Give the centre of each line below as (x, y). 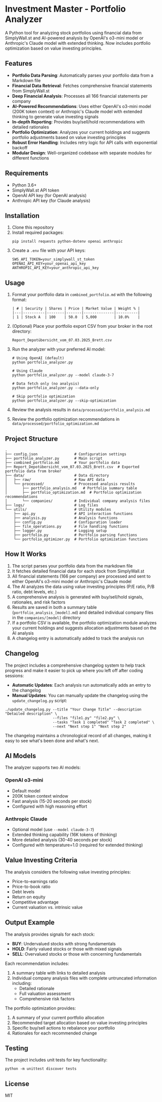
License (17, 1084)
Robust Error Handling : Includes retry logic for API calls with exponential (85, 142)
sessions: (15, 675)
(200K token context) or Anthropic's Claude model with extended (77, 111)
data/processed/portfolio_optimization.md (55, 424)
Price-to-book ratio (31, 887)
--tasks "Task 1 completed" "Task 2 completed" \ (103, 722)
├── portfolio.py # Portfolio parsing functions (75, 535)
